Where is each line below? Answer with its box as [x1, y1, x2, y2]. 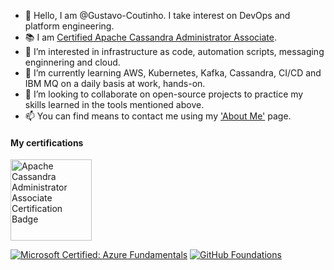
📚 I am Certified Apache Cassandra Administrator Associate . [24, 31, 277, 43]
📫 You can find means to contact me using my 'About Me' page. [24, 110, 292, 122]
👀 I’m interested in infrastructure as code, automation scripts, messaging [24, 46, 325, 57]
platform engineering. [24, 20, 115, 32]
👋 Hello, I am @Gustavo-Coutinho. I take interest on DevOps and [24, 10, 291, 21]
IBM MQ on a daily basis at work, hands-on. [24, 78, 206, 89]
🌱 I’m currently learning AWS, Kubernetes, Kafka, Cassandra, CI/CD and [24, 67, 322, 79]
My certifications [10, 136, 84, 149]
